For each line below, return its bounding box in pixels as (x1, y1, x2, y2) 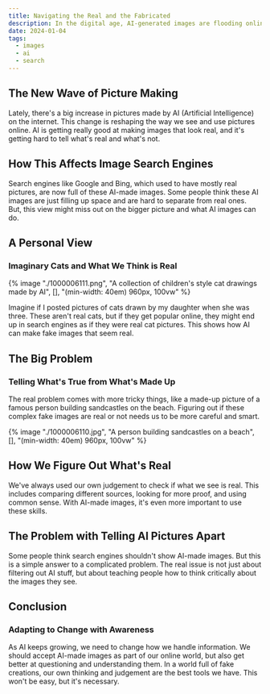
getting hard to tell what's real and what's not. (8, 134, 161, 143)
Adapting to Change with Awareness (8, 624, 154, 635)
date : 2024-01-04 (8, 27, 67, 35)
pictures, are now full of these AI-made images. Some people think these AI (8, 187, 259, 197)
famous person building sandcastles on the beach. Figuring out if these (8, 402, 245, 412)
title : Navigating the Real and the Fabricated (8, 11, 171, 20)
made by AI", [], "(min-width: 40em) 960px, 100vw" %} (8, 287, 191, 297)
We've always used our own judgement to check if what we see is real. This (8, 480, 260, 490)
